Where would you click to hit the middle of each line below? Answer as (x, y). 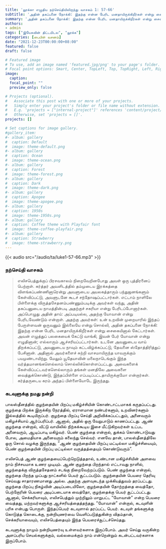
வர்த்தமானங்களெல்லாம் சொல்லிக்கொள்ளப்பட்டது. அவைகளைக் (78, 364)
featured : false (22, 46)
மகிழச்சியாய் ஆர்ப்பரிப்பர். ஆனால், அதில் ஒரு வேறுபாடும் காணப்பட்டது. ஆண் (79, 421)
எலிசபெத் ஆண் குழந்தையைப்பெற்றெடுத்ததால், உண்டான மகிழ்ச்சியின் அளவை (80, 459)
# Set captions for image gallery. (42, 128)
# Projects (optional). (30, 96)
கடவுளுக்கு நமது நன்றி (29, 393)
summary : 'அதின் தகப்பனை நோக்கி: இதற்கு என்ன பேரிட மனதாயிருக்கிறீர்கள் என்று (79, 19)
